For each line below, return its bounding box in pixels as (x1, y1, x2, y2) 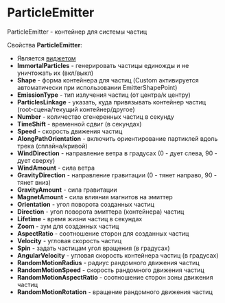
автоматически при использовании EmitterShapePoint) (16, 83, 178, 91)
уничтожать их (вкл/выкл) (16, 69, 94, 77)
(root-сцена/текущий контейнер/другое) (16, 105, 135, 113)
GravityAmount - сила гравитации (16, 186, 118, 194)
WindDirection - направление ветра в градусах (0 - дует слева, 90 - (16, 149, 217, 157)
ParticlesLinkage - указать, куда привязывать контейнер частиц (16, 98, 206, 106)
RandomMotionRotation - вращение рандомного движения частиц (16, 287, 213, 296)
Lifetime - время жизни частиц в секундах (16, 214, 143, 223)
